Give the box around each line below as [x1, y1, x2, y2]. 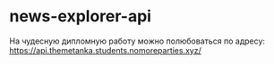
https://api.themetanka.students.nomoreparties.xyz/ [9, 44, 201, 55]
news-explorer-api [9, 6, 152, 27]
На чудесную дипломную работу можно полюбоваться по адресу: [9, 36, 266, 46]
